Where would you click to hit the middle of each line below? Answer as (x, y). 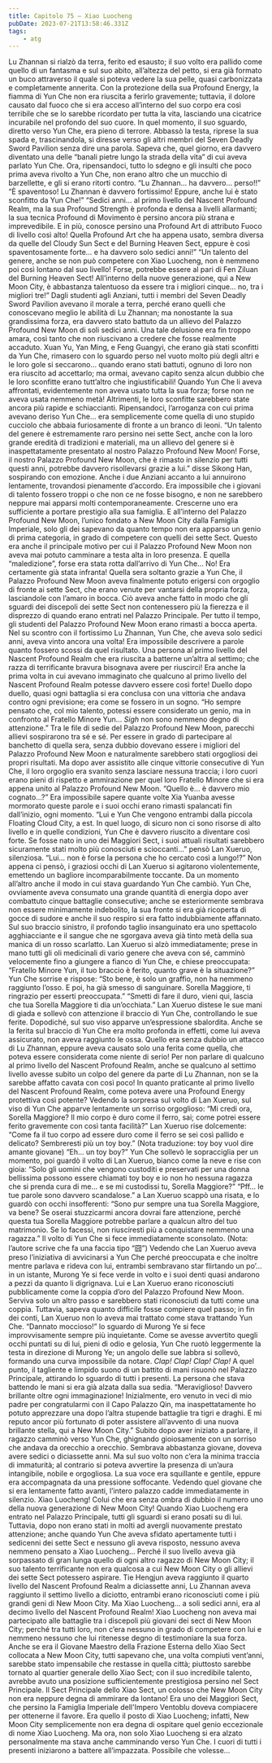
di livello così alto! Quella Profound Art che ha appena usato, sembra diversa (136, 235)
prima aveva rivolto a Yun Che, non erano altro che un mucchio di (118, 174)
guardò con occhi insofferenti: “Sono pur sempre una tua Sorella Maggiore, (134, 1204)
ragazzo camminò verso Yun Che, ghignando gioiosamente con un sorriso (133, 1439)
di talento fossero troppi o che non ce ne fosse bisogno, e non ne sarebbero (136, 494)
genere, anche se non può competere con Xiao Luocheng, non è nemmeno (134, 261)
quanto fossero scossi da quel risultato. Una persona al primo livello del (128, 650)
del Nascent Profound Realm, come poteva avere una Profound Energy (127, 1091)
